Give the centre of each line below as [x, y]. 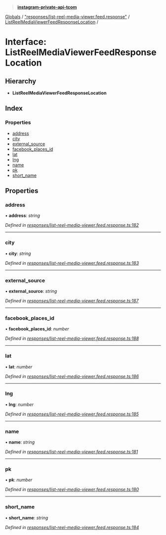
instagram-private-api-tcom [47, 7]
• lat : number [19, 367]
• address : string [23, 216]
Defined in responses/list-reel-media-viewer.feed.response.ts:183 [72, 263]
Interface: [26, 42]
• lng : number [19, 404]
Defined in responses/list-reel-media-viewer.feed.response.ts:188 [72, 338]
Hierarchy [21, 81]
